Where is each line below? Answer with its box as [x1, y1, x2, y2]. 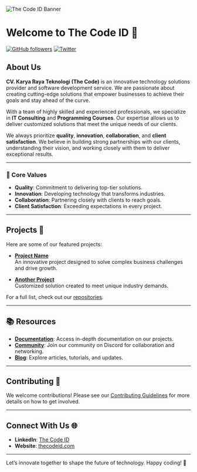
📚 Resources [6, 317, 56, 327]
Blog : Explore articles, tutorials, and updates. [14, 354, 124, 361]
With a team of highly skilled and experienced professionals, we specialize [6, 108, 186, 115]
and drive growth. [14, 264, 57, 271]
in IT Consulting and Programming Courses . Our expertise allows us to [6, 114, 179, 121]
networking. [14, 348, 44, 355]
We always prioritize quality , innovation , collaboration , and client [6, 132, 167, 139]
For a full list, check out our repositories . [6, 293, 104, 300]
